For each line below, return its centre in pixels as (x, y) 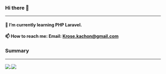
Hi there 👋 (17, 8)
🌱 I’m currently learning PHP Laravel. (44, 25)
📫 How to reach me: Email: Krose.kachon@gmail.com (62, 36)
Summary (17, 51)
